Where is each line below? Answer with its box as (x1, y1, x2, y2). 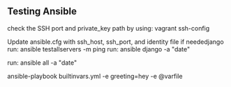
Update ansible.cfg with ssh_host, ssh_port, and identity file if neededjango (7, 38, 225, 46)
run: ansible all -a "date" (7, 58, 77, 67)
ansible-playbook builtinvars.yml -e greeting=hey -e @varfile (7, 72, 183, 80)
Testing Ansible (7, 6, 77, 17)
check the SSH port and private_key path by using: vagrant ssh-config (7, 24, 210, 32)
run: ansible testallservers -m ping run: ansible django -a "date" (7, 45, 191, 53)
